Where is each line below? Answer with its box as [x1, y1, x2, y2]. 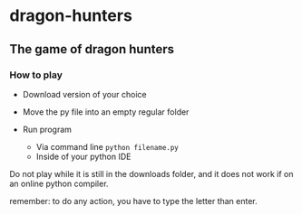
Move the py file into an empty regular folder [22, 106, 190, 117]
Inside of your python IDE [35, 151, 132, 162]
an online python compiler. [9, 178, 109, 189]
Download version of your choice [22, 89, 147, 99]
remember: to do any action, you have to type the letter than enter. [9, 195, 258, 206]
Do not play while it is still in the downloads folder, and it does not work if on [9, 168, 294, 179]
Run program [22, 124, 73, 135]
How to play [9, 69, 63, 81]
